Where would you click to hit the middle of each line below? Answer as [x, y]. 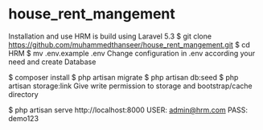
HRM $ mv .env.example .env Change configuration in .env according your [132, 53]
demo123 [23, 118]
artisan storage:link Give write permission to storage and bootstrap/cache [130, 86]
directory [23, 94]
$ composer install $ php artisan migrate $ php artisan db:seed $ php [123, 77]
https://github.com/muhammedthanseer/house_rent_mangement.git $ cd [129, 44]
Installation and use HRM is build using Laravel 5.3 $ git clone [110, 36]
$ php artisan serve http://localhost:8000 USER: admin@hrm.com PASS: [128, 110]
